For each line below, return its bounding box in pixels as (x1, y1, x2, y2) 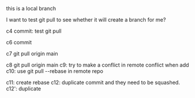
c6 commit (6, 39, 32, 45)
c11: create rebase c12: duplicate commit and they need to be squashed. (6, 79, 180, 86)
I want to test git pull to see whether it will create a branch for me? (6, 16, 166, 23)
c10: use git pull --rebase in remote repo (6, 68, 104, 75)
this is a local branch (6, 5, 56, 12)
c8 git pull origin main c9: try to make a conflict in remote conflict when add (6, 61, 189, 68)
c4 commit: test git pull (6, 27, 62, 34)
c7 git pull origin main (6, 50, 59, 57)
